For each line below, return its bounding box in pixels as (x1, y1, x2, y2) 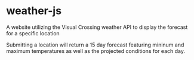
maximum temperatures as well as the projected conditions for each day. (6, 47, 185, 54)
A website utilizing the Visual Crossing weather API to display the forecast (6, 24, 188, 31)
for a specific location (6, 29, 60, 36)
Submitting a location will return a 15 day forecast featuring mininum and (6, 41, 184, 48)
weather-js (6, 4, 61, 18)
